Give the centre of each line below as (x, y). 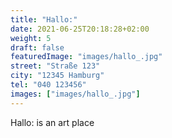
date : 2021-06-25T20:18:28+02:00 (80, 29)
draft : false (37, 47)
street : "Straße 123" (55, 66)
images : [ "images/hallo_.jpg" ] (75, 94)
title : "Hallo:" (44, 19)
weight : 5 (31, 38)
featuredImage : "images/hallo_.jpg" (86, 57)
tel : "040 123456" (48, 85)
